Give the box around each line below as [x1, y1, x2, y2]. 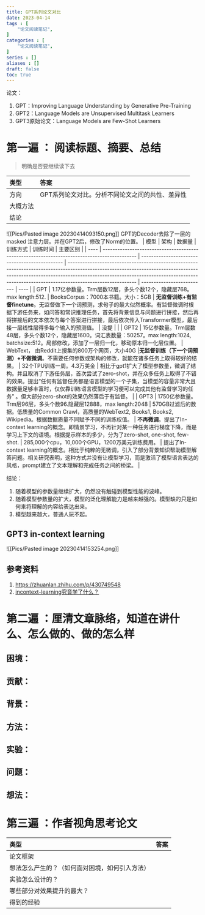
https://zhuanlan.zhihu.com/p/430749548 [15, 581, 121, 588]
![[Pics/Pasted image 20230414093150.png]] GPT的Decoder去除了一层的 [6, 230, 191, 237]
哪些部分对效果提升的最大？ [9, 886, 90, 895]
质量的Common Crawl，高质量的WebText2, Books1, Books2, [22, 408, 174, 416]
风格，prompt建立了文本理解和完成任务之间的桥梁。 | [6, 461, 140, 469]
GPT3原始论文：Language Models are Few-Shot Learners [15, 118, 161, 125]
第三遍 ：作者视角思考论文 [6, 816, 137, 830]
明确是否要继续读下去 [21, 163, 75, 170]
